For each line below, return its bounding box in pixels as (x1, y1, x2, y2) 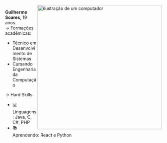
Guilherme (5, 9, 27, 15)
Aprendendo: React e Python (12, 132, 72, 138)
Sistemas (12, 56, 31, 62)
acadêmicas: (5, 30, 31, 36)
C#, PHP (12, 119, 30, 125)
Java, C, (14, 114, 32, 120)
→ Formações (5, 25, 34, 31)
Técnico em (12, 40, 37, 46)
